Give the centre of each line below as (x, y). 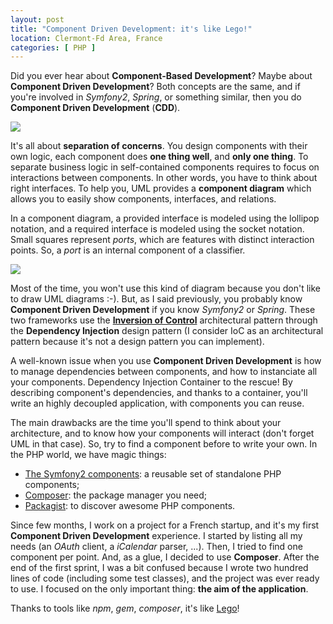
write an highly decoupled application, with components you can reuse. (157, 403)
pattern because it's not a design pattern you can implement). (137, 342)
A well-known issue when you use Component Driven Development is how (166, 361)
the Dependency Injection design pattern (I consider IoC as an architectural (167, 331)
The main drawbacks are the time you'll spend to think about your (146, 423)
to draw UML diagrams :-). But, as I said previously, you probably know (156, 299)
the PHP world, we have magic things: (88, 455)
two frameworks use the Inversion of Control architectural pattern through (164, 320)
